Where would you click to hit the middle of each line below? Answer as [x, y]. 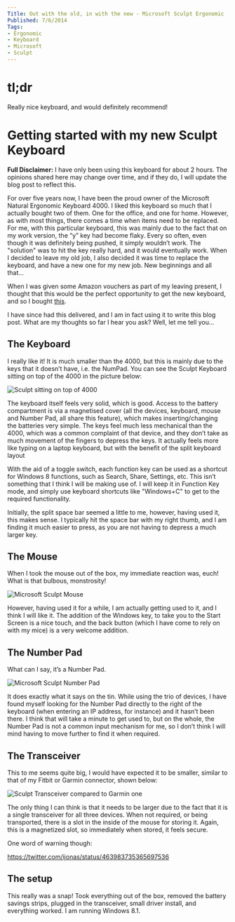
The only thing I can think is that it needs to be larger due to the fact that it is [117, 807]
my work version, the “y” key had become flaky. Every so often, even [107, 235]
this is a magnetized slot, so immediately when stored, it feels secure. [108, 829]
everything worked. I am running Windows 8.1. [74, 910]
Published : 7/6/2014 [38, 20]
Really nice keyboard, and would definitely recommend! [88, 107]
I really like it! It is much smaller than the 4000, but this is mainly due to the [115, 361]
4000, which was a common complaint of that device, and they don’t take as [118, 433]
